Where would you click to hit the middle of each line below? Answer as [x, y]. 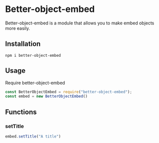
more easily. [18, 28]
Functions [21, 112]
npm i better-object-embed [33, 55]
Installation [23, 44]
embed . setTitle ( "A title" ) [33, 137]
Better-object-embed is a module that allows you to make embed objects [80, 23]
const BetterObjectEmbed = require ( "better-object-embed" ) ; [69, 92]
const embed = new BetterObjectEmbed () [46, 96]
